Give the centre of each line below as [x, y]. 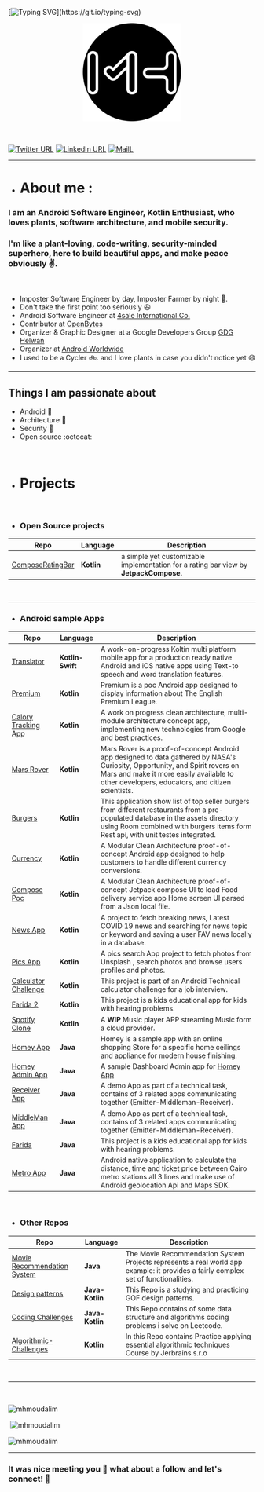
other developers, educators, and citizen [166, 782]
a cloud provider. [128, 1028]
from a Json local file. [136, 906]
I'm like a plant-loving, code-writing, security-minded [113, 243]
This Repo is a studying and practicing [187, 1289]
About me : [56, 188]
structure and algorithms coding [177, 1317]
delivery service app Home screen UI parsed [173, 898]
